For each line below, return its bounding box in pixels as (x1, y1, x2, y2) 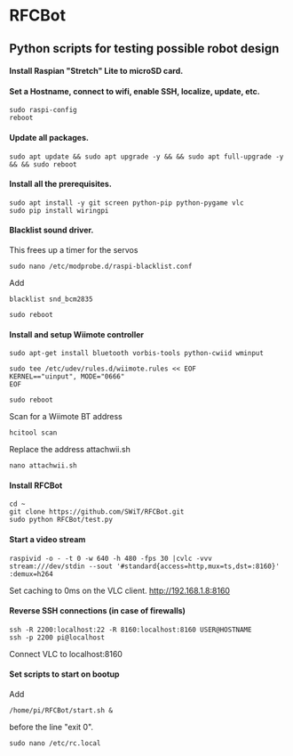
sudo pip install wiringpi (9, 206, 109, 215)
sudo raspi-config (9, 106, 77, 115)
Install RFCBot (9, 480, 63, 491)
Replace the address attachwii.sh (9, 444, 131, 455)
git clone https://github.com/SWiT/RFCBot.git (9, 508, 185, 516)
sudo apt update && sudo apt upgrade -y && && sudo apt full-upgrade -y (9, 152, 284, 161)
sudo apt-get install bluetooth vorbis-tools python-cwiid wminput (9, 349, 265, 358)
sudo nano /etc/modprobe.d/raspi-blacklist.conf (9, 262, 193, 271)
